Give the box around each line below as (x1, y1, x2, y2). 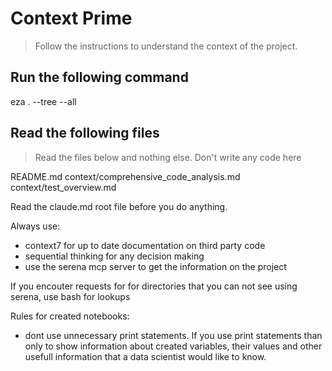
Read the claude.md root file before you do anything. (10, 200, 228, 212)
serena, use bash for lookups (10, 290, 131, 302)
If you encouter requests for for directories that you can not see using (10, 280, 298, 292)
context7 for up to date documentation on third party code (24, 239, 266, 251)
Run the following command (10, 69, 189, 86)
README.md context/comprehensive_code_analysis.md (10, 170, 241, 182)
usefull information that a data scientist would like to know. (24, 350, 267, 362)
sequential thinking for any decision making (24, 250, 205, 262)
